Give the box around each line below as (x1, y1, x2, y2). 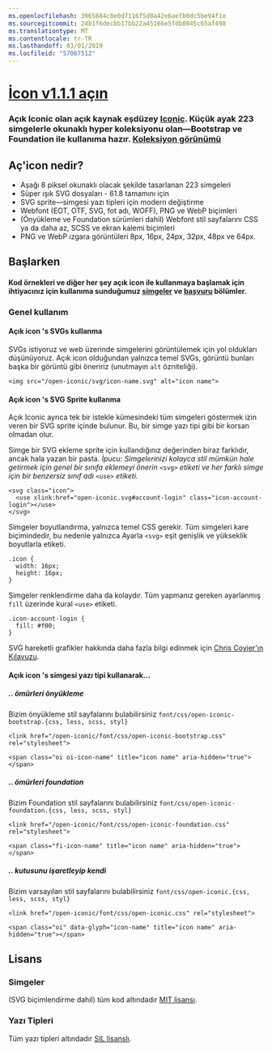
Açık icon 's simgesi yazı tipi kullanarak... (8, 670, 151, 680)
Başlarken (8, 255, 61, 269)
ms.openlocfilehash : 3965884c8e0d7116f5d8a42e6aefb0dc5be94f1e (8, 11, 227, 20)
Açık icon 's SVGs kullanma (8, 326, 103, 336)
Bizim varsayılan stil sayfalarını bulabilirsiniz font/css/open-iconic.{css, (8, 886, 251, 896)
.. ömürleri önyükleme (8, 689, 84, 699)
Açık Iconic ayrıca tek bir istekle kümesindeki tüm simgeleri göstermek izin (8, 412, 257, 422)
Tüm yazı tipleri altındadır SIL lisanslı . (8, 1033, 132, 1043)
